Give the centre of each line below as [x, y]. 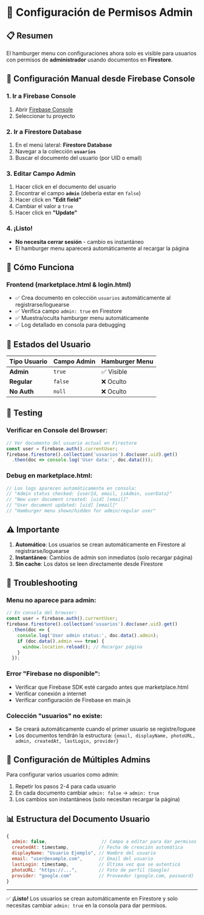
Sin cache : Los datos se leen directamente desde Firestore [89, 564]
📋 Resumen [30, 36]
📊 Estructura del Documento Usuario [78, 819]
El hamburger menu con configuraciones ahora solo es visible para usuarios [102, 53]
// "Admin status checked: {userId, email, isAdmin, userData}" [89, 494]
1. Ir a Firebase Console [41, 96]
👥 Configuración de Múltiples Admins [78, 760]
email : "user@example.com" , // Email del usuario [83, 859]
